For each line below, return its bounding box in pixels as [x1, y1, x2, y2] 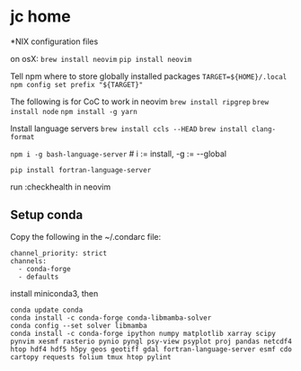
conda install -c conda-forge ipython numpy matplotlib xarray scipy [10, 329, 277, 338]
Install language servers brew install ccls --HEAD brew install [10, 123, 248, 134]
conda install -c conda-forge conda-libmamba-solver [10, 313, 212, 322]
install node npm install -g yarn [10, 107, 137, 116]
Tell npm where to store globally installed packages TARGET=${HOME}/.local [10, 70, 288, 82]
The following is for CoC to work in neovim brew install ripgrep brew [10, 96, 269, 107]
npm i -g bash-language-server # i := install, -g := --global [10, 148, 227, 159]
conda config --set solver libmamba [10, 321, 147, 330]
